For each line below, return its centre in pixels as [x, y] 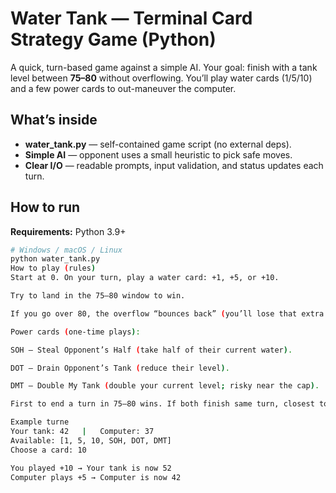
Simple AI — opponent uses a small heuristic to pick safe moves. [158, 154]
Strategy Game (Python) [113, 39]
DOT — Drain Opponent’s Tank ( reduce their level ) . [120, 368]
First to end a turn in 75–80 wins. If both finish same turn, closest [162, 404]
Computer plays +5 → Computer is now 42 [96, 477]
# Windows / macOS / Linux [66, 250]
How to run [45, 207]
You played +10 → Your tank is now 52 [91, 468]
